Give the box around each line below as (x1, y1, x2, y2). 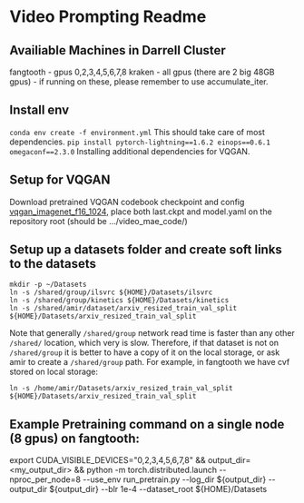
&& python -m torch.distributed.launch (74, 465, 218, 476)
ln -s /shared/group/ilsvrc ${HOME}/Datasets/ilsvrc (9, 288, 213, 297)
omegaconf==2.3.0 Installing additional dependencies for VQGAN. (9, 145, 250, 156)
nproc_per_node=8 (9, 474, 82, 485)
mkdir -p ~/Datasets (9, 280, 88, 290)
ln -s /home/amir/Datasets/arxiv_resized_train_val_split (9, 384, 233, 393)
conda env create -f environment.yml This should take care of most (9, 126, 266, 137)
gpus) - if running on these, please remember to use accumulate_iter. (9, 76, 269, 87)
